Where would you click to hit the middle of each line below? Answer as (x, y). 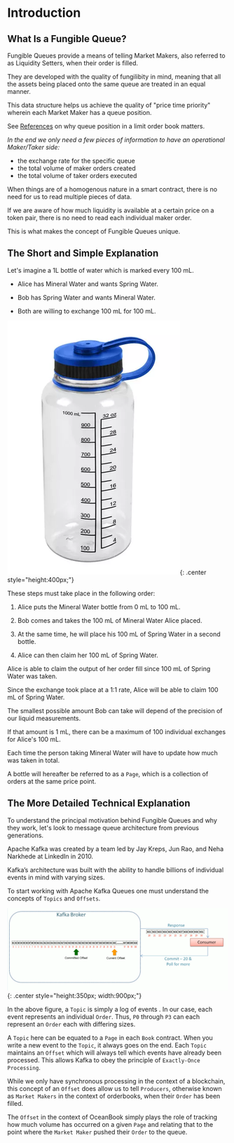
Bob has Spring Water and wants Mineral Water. (87, 297)
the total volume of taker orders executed (77, 176)
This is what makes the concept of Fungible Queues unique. (94, 231)
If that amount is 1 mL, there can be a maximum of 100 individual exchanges (117, 731)
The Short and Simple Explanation (83, 253)
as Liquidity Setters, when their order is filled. (73, 63)
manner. (19, 92)
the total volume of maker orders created (76, 168)
